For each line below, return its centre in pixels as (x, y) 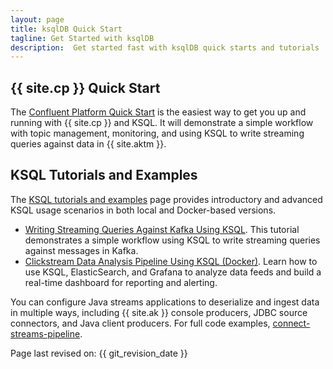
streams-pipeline (45, 333)
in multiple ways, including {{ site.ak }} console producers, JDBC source (159, 312)
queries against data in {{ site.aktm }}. (88, 144)
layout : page (37, 19)
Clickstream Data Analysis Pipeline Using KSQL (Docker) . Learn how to (171, 261)
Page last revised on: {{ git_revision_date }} (99, 353)
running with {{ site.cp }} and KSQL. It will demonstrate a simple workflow (162, 123)
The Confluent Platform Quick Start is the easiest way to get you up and (158, 112)
